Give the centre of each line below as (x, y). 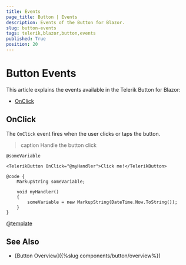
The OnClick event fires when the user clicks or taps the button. (83, 133)
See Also (23, 242)
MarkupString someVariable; (51, 182)
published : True (26, 39)
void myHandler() (38, 192)
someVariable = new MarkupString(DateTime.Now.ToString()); (102, 202)
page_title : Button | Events (42, 17)
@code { (16, 176)
